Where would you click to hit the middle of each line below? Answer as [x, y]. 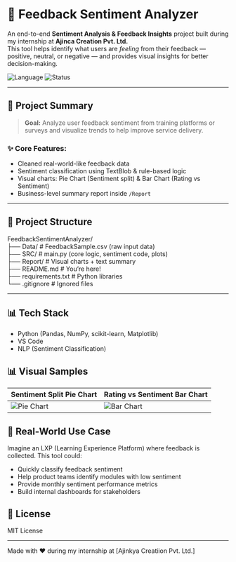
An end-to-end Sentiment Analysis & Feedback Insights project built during [118, 34]
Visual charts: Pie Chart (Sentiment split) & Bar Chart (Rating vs [109, 179]
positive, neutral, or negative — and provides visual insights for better [108, 56]
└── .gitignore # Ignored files [50, 283]
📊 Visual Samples [48, 372]
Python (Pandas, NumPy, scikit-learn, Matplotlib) [88, 333]
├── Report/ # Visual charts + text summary [72, 261]
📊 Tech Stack [38, 313]
